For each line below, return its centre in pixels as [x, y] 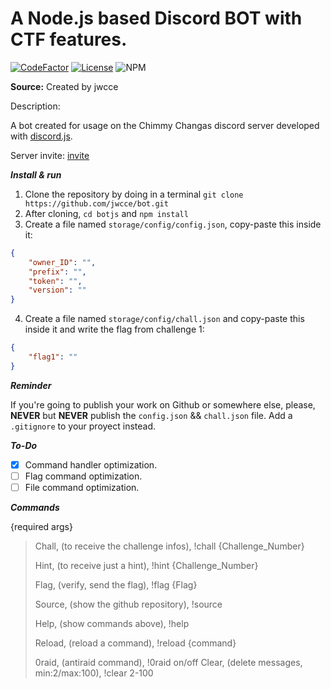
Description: [35, 106]
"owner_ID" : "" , [62, 262]
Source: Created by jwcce [64, 86]
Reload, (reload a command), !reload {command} [135, 643]
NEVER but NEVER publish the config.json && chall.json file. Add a [151, 415]
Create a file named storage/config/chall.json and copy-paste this [164, 319]
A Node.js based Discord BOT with [156, 18]
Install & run [36, 174]
